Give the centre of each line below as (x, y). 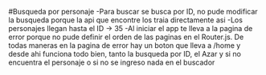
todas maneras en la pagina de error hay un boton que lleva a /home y (125, 45)
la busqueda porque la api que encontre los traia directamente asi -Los (126, 20)
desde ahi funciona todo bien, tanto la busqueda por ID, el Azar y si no (125, 54)
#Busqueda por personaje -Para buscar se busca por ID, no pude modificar (133, 12)
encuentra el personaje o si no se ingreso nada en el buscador (112, 62)
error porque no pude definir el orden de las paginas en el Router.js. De (126, 37)
